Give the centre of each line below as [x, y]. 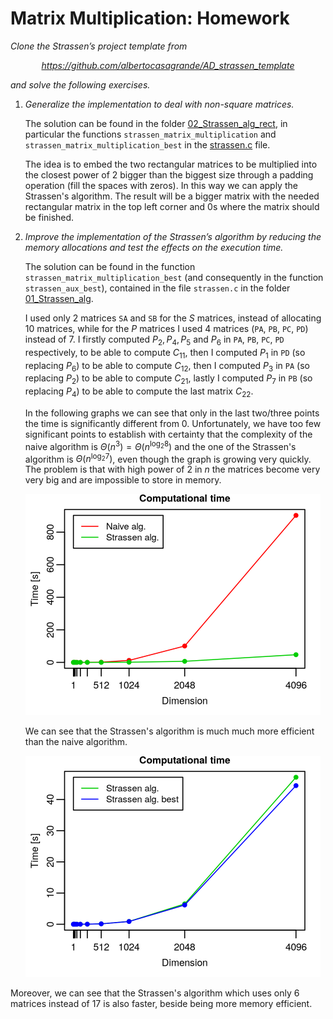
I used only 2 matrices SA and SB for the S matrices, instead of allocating [173, 318]
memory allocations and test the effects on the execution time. [154, 247]
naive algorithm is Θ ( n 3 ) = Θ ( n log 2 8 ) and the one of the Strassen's [160, 445]
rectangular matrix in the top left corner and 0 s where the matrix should [172, 206]
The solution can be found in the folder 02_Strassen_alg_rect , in [156, 123]
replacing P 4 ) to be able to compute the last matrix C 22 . [139, 392]
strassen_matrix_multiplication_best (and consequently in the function [174, 277]
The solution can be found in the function [110, 266]
